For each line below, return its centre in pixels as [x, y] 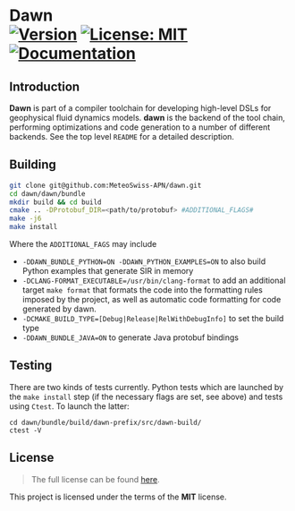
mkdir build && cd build [55, 202]
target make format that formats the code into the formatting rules [143, 290]
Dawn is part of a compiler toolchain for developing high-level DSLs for [140, 108]
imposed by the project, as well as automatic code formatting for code [152, 300]
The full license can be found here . [95, 479]
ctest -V [25, 430]
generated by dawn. [59, 309]
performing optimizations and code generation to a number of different [140, 127]
